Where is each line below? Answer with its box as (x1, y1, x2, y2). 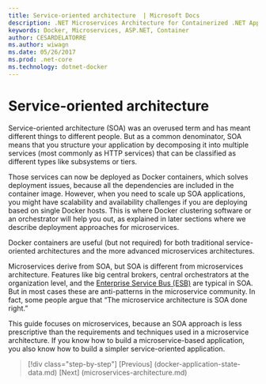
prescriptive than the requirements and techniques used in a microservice (8, 327, 249, 337)
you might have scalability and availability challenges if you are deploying (8, 197, 248, 206)
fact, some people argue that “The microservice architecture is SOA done (8, 295, 248, 304)
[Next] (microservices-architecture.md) (59, 367, 188, 377)
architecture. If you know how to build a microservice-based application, (8, 335, 245, 344)
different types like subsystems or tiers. (8, 156, 138, 166)
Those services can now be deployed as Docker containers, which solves (8, 171, 249, 182)
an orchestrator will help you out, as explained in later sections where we (8, 214, 246, 224)
